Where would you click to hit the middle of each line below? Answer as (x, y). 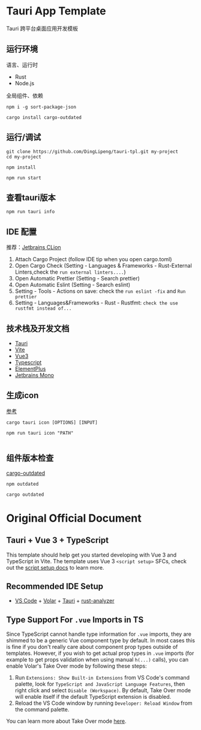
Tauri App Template (56, 11)
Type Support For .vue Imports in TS (75, 620)
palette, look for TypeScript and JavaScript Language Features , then (100, 684)
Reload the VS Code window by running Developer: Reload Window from (104, 703)
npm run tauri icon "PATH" (40, 433)
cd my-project (24, 157)
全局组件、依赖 (25, 95)
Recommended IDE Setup (55, 587)
